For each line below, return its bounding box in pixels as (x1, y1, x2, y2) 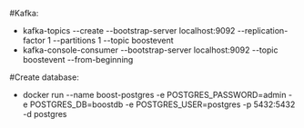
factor (22, 35, 46, 45)
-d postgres (22, 109, 67, 119)
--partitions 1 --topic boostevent (53, 35, 175, 45)
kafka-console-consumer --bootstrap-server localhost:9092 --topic (22, 44, 279, 55)
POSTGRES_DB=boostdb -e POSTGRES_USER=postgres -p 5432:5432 (29, 99, 296, 110)
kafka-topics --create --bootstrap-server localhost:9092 (22, 25, 236, 35)
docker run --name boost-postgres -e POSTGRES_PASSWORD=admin (22, 90, 287, 100)
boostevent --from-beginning (22, 54, 134, 64)
